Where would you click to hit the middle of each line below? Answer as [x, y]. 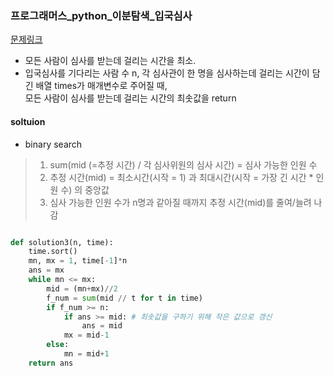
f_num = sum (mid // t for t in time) [124, 298]
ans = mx [46, 270]
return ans [51, 363]
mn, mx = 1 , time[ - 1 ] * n [78, 261]
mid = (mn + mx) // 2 [82, 288]
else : [58, 345]
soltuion [28, 121]
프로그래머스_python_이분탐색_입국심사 [101, 15]
